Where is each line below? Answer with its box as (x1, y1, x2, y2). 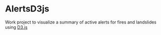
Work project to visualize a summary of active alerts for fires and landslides (5, 19, 157, 25)
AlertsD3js (5, 3, 50, 14)
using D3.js (5, 24, 28, 30)
